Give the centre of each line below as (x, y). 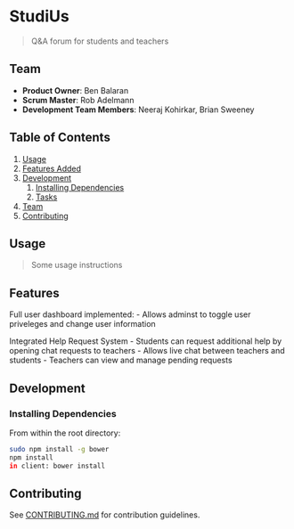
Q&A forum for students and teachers (100, 41)
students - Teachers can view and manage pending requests (121, 360)
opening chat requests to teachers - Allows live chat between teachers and (147, 351)
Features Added (52, 168)
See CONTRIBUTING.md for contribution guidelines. (105, 515)
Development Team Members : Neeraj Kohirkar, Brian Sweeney (138, 110)
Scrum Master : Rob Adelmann (78, 100)
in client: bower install (57, 466)
